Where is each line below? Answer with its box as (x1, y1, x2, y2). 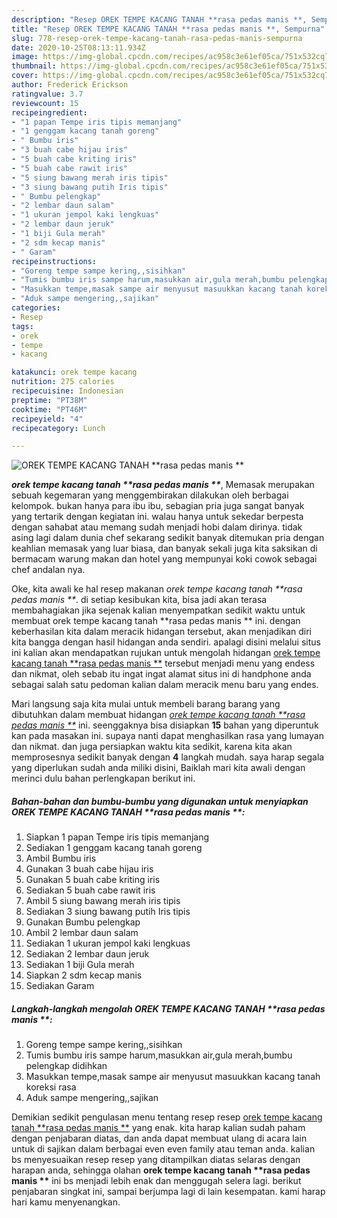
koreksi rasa (25, 1081, 77, 1093)
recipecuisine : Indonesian (11, 386, 124, 396)
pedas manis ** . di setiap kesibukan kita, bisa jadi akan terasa (11, 594, 268, 606)
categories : (11, 303, 61, 313)
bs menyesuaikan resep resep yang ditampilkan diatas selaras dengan (11, 1154, 301, 1166)
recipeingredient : (11, 107, 88, 118)
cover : (11, 71, 39, 81)
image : (11, 52, 39, 62)
